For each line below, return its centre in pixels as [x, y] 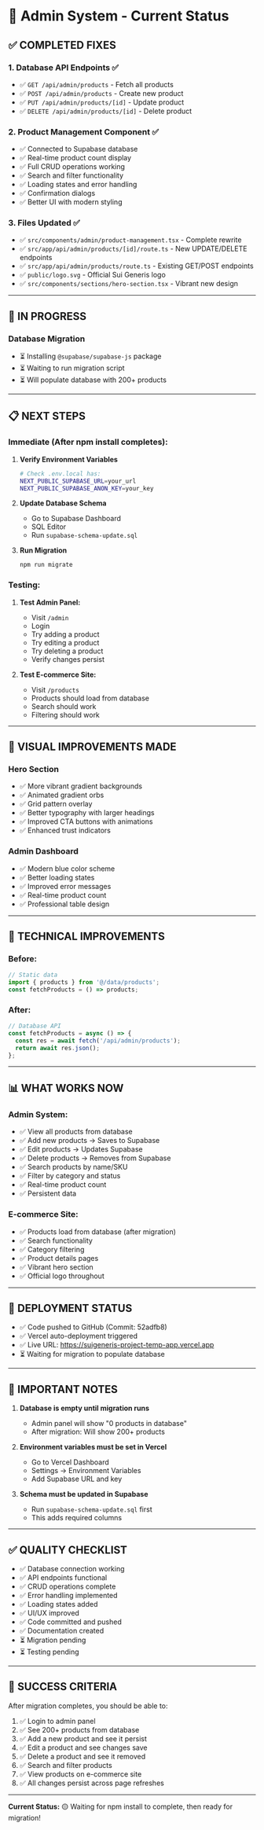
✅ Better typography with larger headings [87, 813]
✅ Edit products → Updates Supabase [81, 1149]
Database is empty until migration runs [84, 1408]
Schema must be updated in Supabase [84, 1494]
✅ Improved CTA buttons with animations [86, 821]
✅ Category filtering [52, 1249]
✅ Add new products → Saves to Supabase [90, 1141]
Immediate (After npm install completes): [88, 442]
